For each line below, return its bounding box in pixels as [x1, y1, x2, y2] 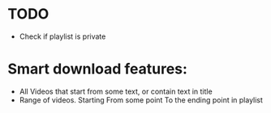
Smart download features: [7, 60, 188, 78]
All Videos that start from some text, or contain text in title [19, 86, 213, 96]
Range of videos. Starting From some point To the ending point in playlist [19, 94, 263, 105]
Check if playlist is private [19, 31, 106, 41]
